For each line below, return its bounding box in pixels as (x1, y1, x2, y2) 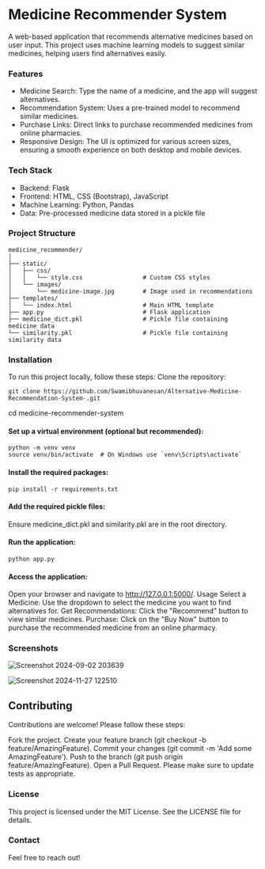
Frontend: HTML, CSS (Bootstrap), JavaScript (19, 192, 168, 201)
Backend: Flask (19, 183, 70, 192)
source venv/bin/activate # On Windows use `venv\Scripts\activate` (8, 451, 243, 459)
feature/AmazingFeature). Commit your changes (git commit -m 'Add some (8, 744, 252, 753)
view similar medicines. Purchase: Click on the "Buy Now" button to (8, 615, 229, 624)
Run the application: (8, 537, 77, 547)
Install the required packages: (8, 467, 109, 476)
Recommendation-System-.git (8, 394, 101, 403)
